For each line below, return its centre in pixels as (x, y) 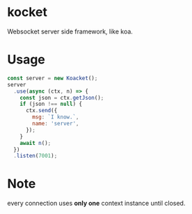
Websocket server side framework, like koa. (70, 31)
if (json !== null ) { (51, 104)
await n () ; (35, 143)
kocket (27, 12)
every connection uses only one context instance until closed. (96, 204)
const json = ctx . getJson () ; (62, 98)
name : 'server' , (56, 123)
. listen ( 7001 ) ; (35, 156)
